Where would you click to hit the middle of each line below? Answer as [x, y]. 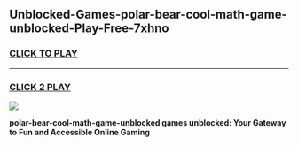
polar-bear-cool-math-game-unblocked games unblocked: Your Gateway [148, 122]
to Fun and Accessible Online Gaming [80, 132]
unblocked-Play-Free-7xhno [89, 29]
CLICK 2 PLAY [40, 87]
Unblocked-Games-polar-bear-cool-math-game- [149, 15]
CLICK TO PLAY [43, 54]
